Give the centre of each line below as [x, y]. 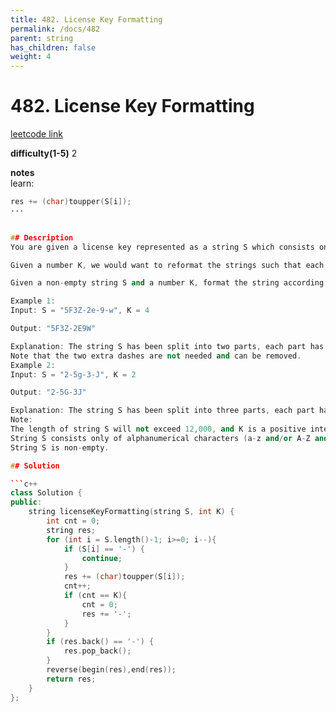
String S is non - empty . [60, 447]
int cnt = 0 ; [73, 521]
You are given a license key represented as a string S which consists [162, 247]
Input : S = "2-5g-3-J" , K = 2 [73, 374]
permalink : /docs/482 [55, 29]
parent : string [42, 38]
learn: [22, 183]
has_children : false [53, 47]
